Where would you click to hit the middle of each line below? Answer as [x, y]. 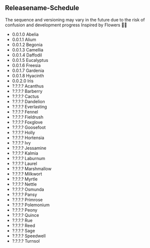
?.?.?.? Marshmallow [32, 168]
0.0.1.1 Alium [24, 39]
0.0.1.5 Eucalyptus [30, 60]
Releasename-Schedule [42, 8]
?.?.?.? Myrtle [25, 179]
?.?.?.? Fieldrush [28, 117]
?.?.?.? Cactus [25, 96]
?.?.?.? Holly [24, 132]
